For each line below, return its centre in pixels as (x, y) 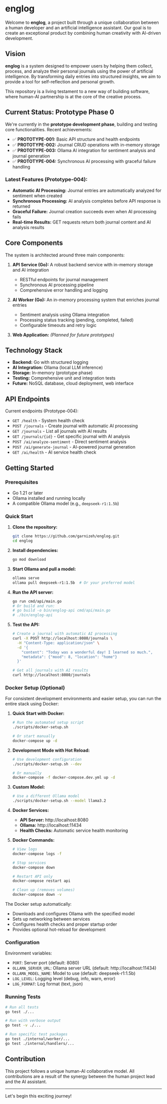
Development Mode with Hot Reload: (51, 750)
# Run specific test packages (37, 1034)
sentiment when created (37, 196)
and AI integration (31, 270)
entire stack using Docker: (32, 704)
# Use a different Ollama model (46, 796)
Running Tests (23, 997)
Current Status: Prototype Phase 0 (60, 112)
